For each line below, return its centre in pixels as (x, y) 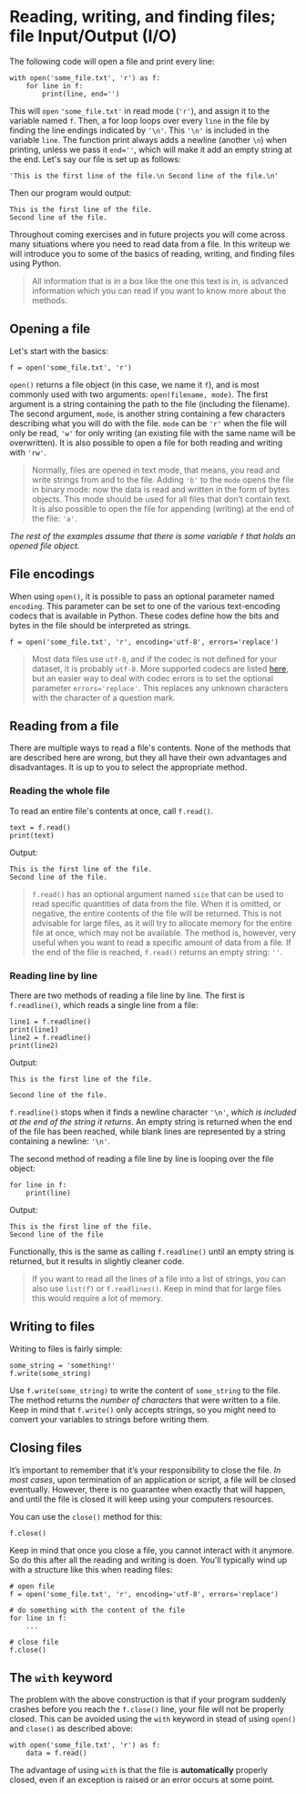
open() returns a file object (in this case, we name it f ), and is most (134, 384)
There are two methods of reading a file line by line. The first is (127, 995)
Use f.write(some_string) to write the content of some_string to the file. (145, 1390)
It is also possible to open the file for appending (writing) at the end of (163, 508)
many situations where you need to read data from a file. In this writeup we (150, 244)
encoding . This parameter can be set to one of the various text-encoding (145, 606)
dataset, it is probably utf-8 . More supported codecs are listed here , (160, 668)
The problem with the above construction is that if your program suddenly (148, 1699)
